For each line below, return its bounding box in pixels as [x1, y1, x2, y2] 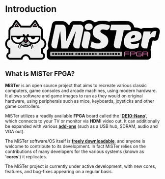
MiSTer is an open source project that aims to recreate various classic [5, 83, 147, 89]
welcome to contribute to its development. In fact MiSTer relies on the [5, 144, 146, 149]
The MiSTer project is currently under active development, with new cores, [5, 163, 156, 169]
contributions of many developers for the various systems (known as [5, 149, 144, 154]
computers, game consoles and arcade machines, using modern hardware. [5, 88, 157, 94]
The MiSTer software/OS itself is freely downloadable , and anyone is [5, 138, 146, 144]
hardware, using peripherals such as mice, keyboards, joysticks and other [5, 98, 155, 104]
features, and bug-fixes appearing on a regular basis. [5, 169, 113, 175]
